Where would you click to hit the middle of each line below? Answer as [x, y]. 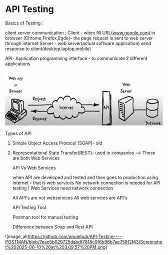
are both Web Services [36, 158]
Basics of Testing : [24, 23]
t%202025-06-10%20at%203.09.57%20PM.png [55, 247]
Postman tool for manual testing [45, 217]
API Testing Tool [29, 207]
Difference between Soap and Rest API [52, 227]
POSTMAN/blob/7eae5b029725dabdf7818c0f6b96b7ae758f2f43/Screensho [84, 242]
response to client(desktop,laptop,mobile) [48, 48]
